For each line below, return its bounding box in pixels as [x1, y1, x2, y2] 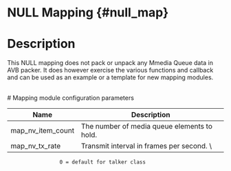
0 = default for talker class [59, 159, 146, 166]
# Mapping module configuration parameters [7, 94, 134, 102]
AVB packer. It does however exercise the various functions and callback [7, 66, 214, 75]
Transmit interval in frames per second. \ [80, 142, 212, 151]
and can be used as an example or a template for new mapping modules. [7, 73, 214, 81]
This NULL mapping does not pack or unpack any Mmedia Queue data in [7, 59, 214, 67]
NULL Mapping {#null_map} [7, 5, 169, 21]
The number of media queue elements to [80, 122, 213, 131]
